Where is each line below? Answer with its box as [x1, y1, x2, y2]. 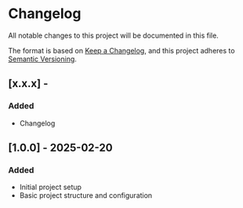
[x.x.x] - [8, 77, 49, 90]
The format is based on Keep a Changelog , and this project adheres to [8, 46, 235, 55]
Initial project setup [19, 182, 82, 192]
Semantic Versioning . [8, 54, 77, 64]
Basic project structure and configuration [19, 191, 153, 200]
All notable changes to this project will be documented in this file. [8, 31, 219, 40]
